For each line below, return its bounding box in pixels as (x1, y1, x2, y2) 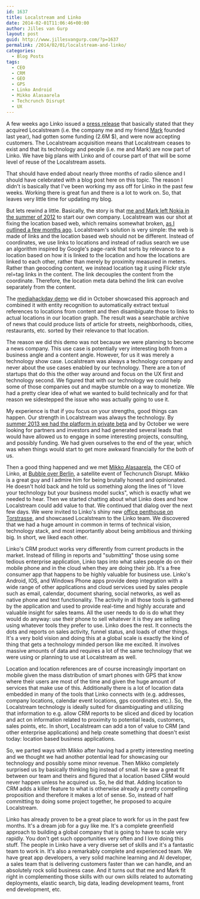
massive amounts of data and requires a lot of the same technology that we (6, 647, 192, 654)
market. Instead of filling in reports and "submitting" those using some (6, 551, 179, 559)
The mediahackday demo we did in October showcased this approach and (6, 295, 189, 302)
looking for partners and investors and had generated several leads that (6, 426, 183, 433)
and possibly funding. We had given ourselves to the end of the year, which (6, 439, 192, 447)
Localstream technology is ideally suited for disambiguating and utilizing (6, 703, 184, 710)
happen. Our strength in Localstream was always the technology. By (6, 414, 174, 421)
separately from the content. (6, 283, 76, 291)
